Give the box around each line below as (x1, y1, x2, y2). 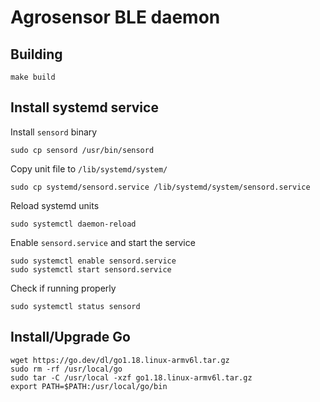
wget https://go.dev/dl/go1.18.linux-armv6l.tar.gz (10, 355, 230, 365)
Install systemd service (10, 99, 159, 116)
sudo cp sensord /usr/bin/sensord (10, 145, 155, 155)
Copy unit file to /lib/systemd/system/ (10, 162, 168, 175)
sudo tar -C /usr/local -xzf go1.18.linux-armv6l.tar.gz (10, 372, 253, 383)
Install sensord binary (10, 126, 98, 138)
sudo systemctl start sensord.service (10, 264, 172, 275)
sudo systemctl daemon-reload (10, 219, 137, 229)
